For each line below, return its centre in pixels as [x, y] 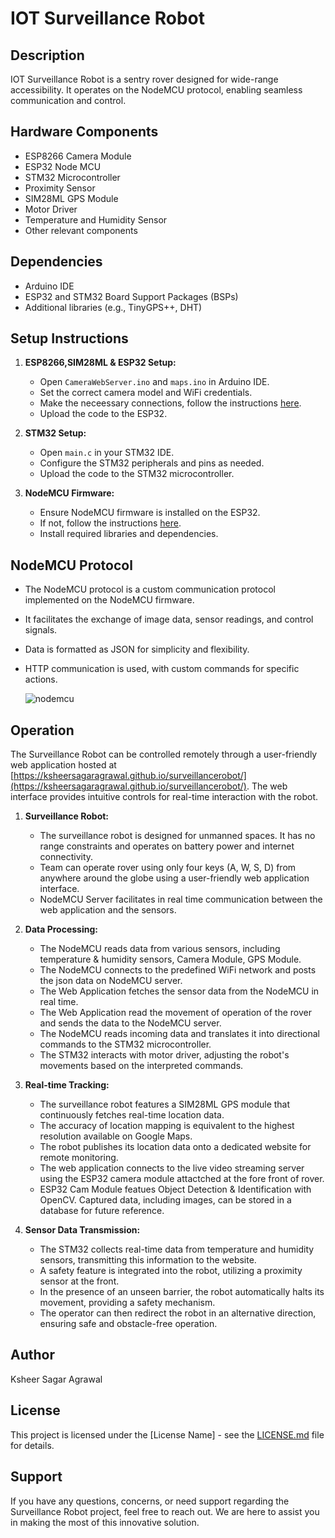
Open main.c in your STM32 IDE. [107, 453]
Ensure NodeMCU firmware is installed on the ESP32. [150, 513]
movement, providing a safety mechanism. [127, 1303]
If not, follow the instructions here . [110, 523]
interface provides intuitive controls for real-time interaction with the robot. [164, 797]
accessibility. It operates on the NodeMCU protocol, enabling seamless [156, 90]
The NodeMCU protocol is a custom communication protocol [150, 589]
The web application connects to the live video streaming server [172, 1168]
